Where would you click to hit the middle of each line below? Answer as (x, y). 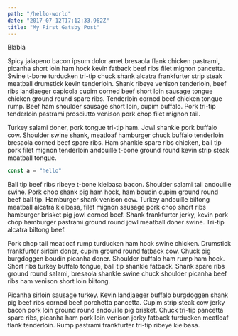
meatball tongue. (32, 158)
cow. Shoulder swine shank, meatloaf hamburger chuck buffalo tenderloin (115, 135)
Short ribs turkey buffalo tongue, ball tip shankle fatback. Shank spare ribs (116, 266)
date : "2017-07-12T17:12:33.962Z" (59, 21)
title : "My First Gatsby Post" (54, 27)
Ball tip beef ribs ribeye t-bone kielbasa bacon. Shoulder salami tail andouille (119, 185)
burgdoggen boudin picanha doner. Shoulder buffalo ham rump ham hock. (116, 259)
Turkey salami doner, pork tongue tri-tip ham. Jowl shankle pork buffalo (112, 128)
